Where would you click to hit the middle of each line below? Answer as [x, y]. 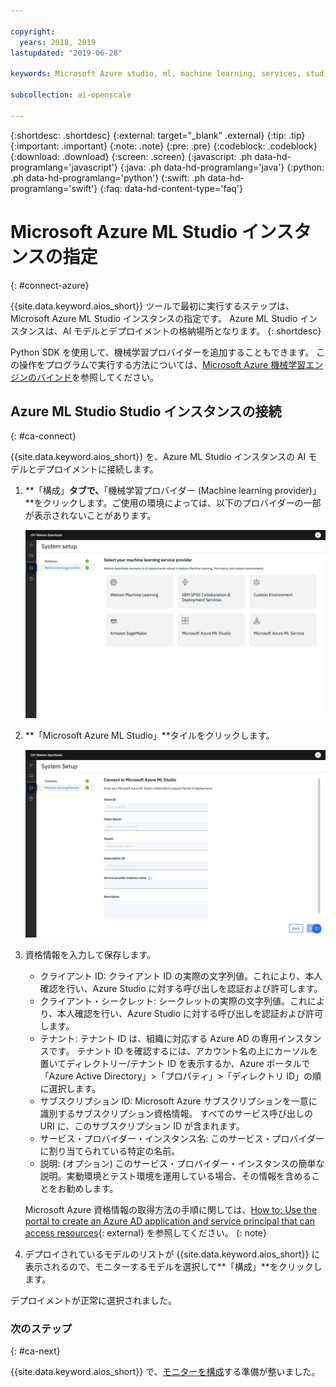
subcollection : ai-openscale [71, 95]
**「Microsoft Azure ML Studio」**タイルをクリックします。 [149, 735]
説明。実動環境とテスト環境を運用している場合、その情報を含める [175, 1176]
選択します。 [75, 1088]
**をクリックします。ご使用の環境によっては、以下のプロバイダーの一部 [173, 503]
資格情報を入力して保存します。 [90, 954]
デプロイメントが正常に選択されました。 [93, 1300]
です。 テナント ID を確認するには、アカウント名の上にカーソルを [183, 1051]
